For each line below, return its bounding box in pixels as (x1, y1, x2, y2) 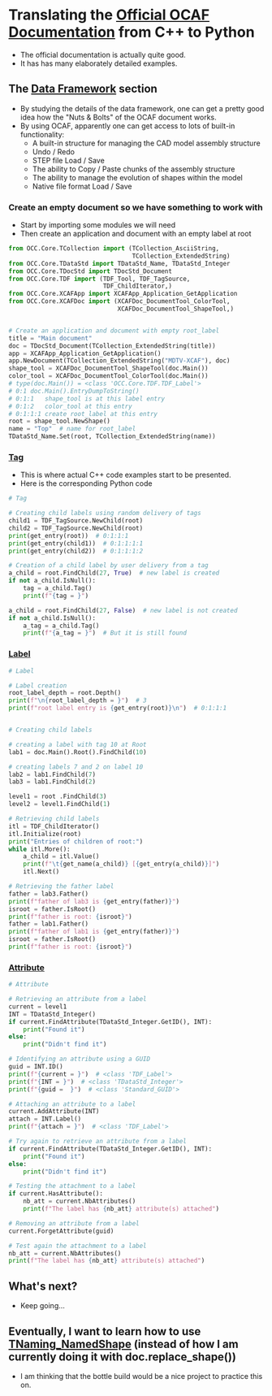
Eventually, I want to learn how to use (8, 1324, 201, 1338)
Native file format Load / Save (32, 181, 132, 191)
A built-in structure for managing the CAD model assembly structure (32, 138, 261, 148)
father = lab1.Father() (8, 920, 89, 928)
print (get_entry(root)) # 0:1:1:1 (8, 531, 129, 540)
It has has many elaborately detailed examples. (19, 59, 178, 68)
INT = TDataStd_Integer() (8, 1010, 96, 1018)
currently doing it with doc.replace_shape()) (8, 1350, 237, 1363)
